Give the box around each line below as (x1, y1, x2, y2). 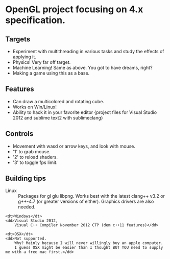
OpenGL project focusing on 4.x (5, 4, 143, 15)
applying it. (12, 54, 37, 60)
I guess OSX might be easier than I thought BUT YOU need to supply (14, 245, 163, 250)
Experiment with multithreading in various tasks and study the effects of (12, 49, 164, 54)
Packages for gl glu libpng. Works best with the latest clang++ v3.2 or (18, 193, 165, 199)
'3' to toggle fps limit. (12, 159, 58, 166)
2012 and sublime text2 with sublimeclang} (12, 114, 103, 121)
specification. (5, 14, 65, 26)
